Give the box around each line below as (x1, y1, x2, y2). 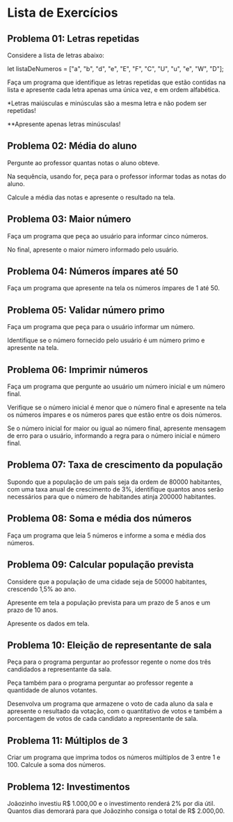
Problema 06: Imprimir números (7, 364, 148, 376)
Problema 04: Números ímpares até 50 (7, 266, 179, 277)
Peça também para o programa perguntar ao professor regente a (7, 678, 193, 687)
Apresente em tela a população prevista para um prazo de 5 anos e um (7, 598, 211, 607)
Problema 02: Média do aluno (7, 140, 137, 152)
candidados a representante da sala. (7, 665, 112, 673)
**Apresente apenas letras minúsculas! (7, 120, 121, 128)
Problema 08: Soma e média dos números (7, 512, 192, 524)
